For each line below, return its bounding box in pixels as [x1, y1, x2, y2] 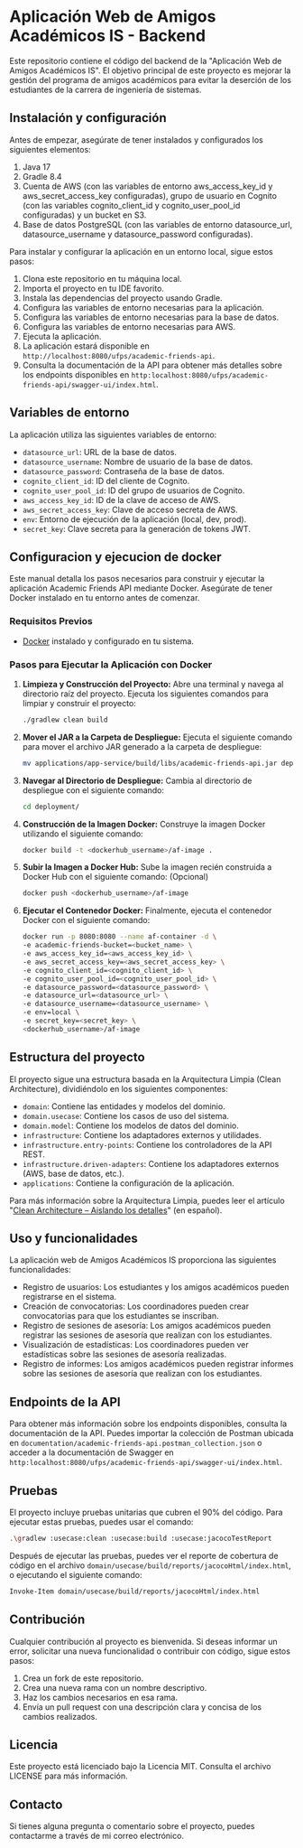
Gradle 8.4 [22, 171, 62, 182]
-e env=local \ [22, 1008, 80, 1017]
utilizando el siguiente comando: [22, 828, 143, 839]
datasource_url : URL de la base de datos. [22, 446, 178, 457]
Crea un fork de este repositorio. [22, 1673, 144, 1684]
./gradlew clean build [22, 715, 108, 724]
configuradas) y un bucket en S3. [22, 210, 147, 220]
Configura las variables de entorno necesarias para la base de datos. [22, 312, 280, 322]
